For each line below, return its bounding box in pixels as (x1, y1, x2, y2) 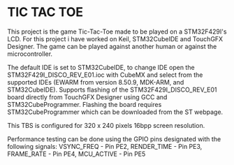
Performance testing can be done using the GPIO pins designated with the (7, 134, 221, 143)
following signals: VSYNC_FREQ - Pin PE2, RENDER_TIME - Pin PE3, (7, 142, 203, 150)
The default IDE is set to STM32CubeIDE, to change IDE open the (7, 63, 195, 71)
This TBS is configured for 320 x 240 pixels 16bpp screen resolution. (7, 121, 205, 129)
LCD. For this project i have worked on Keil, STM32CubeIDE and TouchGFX (7, 34, 224, 43)
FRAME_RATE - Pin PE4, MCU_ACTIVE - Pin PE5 (7, 150, 146, 158)
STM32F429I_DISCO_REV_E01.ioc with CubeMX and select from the (7, 71, 203, 79)
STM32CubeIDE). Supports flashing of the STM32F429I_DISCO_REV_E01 (7, 85, 217, 94)
